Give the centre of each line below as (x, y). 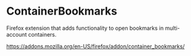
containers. (42, 34)
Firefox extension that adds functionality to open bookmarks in (85, 28)
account (17, 34)
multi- (172, 28)
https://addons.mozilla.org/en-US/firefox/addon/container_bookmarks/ (95, 46)
